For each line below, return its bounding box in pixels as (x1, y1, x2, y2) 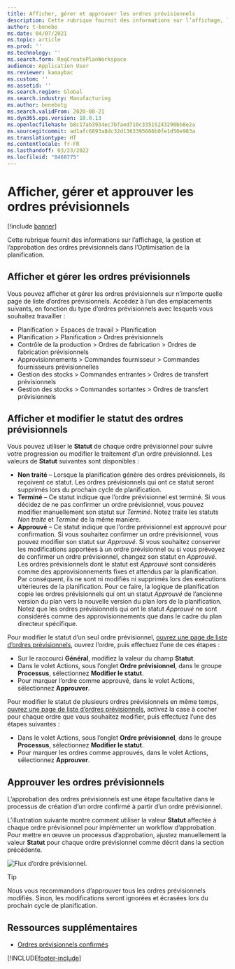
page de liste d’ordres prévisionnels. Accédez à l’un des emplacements (7, 297, 212, 305)
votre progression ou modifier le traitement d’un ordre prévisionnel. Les (7, 449, 213, 458)
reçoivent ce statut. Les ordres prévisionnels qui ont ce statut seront (17, 478, 215, 487)
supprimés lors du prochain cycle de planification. (17, 485, 162, 494)
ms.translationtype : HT (7, 134, 77, 141)
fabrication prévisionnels (17, 348, 89, 356)
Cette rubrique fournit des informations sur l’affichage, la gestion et (7, 236, 201, 244)
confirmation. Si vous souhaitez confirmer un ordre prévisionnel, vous (17, 530, 219, 538)
